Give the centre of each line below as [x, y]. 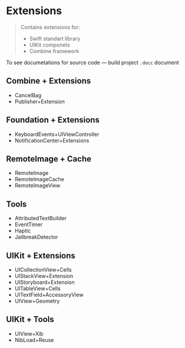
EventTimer [29, 224]
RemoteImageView [37, 185]
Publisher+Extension [39, 101]
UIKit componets [50, 45]
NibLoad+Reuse [34, 340]
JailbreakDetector [36, 237]
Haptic [23, 231]
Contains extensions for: [50, 27]
